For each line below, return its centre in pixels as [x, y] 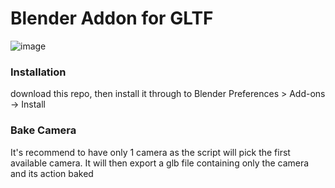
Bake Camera [43, 130]
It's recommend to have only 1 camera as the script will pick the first [150, 152]
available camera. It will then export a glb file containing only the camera [160, 163]
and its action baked [52, 173]
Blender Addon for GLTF [112, 18]
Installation [38, 72]
